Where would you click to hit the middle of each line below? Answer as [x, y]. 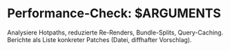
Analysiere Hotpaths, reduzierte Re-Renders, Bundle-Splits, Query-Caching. [115, 32]
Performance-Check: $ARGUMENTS [114, 13]
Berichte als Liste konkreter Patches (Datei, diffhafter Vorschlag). [99, 39]
